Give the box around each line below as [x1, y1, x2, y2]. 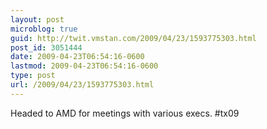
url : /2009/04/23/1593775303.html [10, 80, 155, 90]
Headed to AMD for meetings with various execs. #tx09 [10, 107, 240, 119]
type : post [10, 71, 56, 81]
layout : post [10, 14, 65, 25]
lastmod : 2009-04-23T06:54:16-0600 [10, 61, 159, 71]
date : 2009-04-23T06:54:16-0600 [10, 52, 145, 62]
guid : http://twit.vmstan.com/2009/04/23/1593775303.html [10, 33, 257, 43]
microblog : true [10, 24, 78, 34]
